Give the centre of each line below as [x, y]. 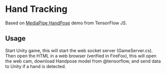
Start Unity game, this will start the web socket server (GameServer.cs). [79, 50]
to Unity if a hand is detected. [36, 66]
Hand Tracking [36, 9]
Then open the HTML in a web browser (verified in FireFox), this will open [81, 56]
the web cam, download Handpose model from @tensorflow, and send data [83, 61]
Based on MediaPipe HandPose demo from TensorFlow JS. [66, 23]
